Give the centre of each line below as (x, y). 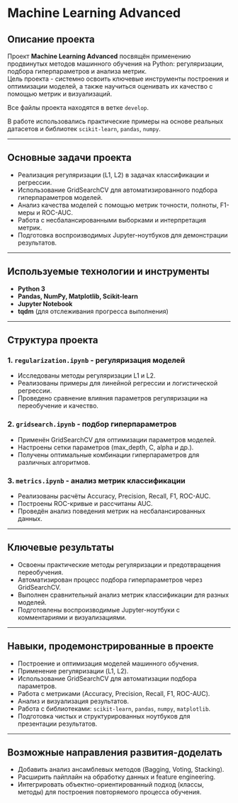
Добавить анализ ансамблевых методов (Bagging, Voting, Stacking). (121, 770)
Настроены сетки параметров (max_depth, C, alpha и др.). (106, 447)
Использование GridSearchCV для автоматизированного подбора (118, 190)
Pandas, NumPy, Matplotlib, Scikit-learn (78, 296)
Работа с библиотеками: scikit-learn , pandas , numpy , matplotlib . (114, 708)
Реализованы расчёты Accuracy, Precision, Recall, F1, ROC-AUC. (114, 496)
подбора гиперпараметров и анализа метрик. (77, 71)
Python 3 (32, 288)
